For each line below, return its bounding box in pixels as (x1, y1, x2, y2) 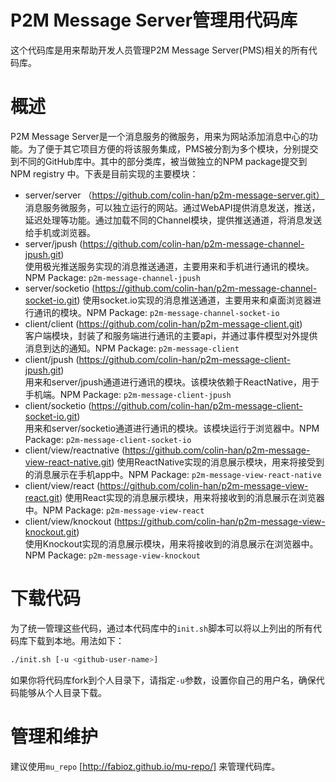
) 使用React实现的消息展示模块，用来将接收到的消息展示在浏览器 (59, 491, 325, 503)
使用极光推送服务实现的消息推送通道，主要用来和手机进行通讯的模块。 (24, 260, 315, 272)
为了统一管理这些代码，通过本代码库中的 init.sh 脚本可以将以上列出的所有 (10, 622, 314, 634)
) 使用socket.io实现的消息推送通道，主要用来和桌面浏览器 (76, 294, 313, 306)
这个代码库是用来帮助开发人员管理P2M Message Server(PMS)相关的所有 (10, 44, 309, 56)
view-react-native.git (24, 456, 112, 468)
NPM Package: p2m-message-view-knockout (24, 549, 201, 561)
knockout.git (24, 526, 77, 538)
